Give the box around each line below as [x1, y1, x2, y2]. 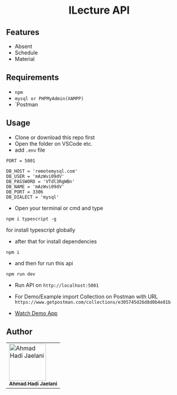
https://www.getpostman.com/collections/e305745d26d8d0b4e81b [14, 299, 171, 305]
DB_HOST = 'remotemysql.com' [6, 168, 78, 174]
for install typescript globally [6, 226, 76, 233]
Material [14, 56, 35, 62]
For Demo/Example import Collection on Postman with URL [14, 293, 158, 300]
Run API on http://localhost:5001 [14, 281, 99, 288]
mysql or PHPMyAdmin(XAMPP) [14, 95, 84, 101]
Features [6, 27, 40, 37]
